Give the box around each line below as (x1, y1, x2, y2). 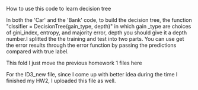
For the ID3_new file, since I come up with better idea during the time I (6, 71, 178, 78)
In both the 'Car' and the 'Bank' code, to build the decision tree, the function (6, 17, 193, 23)
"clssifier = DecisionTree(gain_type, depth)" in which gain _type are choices (6, 23, 191, 30)
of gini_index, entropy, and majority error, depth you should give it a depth (6, 29, 187, 36)
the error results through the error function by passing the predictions (6, 41, 177, 49)
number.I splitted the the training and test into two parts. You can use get (6, 36, 184, 42)
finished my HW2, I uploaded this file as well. (6, 77, 116, 84)
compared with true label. (6, 48, 69, 55)
